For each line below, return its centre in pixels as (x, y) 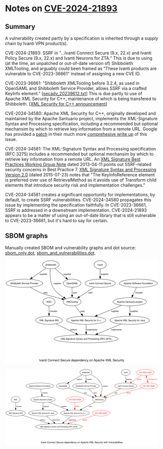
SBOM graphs (27, 236)
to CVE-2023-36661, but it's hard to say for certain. (57, 221)
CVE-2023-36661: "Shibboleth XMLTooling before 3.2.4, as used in (72, 83)
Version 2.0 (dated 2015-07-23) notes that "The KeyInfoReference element (80, 175)
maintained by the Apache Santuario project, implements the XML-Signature (81, 118)
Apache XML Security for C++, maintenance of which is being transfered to (81, 99)
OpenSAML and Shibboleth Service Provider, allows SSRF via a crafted (76, 88)
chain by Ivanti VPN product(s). (36, 43)
